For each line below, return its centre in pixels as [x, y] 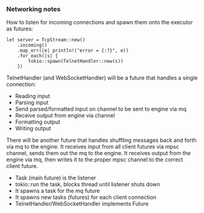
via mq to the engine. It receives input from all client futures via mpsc [93, 147]
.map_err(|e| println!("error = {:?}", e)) [73, 51]
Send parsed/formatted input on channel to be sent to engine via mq [101, 109]
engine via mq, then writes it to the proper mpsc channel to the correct [95, 159]
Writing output [33, 128]
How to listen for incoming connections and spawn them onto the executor [100, 23]
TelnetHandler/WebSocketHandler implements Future [82, 204]
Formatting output [38, 122]
